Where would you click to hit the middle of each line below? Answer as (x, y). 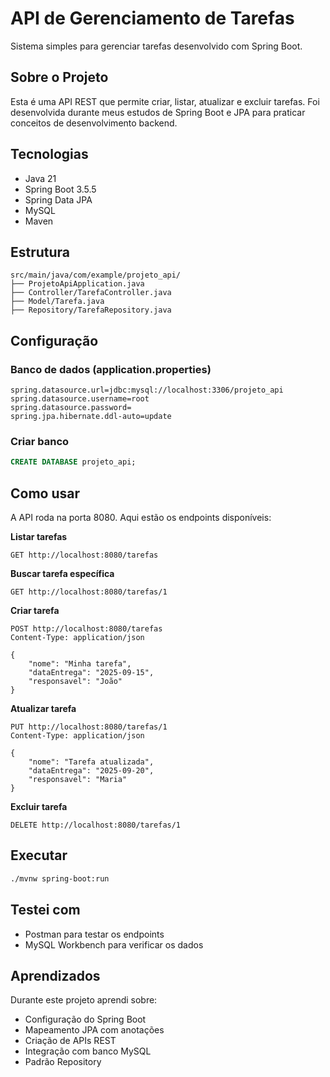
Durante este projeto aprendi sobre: (84, 1000)
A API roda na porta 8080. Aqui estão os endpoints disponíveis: (141, 518)
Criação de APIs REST (70, 1041)
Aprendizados (55, 975)
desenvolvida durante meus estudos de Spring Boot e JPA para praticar (158, 112)
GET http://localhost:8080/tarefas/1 (89, 592)
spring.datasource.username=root (80, 399)
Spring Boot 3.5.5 (60, 189)
